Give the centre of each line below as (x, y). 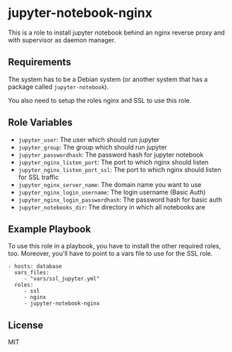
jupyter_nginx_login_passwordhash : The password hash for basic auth (120, 200)
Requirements (39, 62)
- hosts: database (35, 267)
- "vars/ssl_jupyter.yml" (62, 279)
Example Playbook (49, 229)
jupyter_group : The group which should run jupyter (93, 147)
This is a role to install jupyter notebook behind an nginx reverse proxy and (116, 32)
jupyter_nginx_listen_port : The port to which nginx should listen (113, 162)
